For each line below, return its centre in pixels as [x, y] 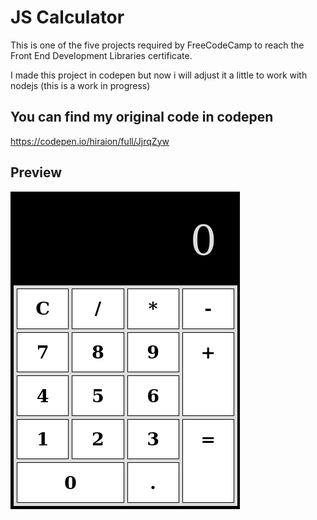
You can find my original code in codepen [142, 117]
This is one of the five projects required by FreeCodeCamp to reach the [157, 45]
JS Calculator [67, 17]
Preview [36, 172]
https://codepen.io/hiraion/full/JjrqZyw [90, 141]
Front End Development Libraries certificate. [101, 55]
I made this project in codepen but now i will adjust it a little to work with [159, 75]
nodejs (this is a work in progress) [80, 85]
